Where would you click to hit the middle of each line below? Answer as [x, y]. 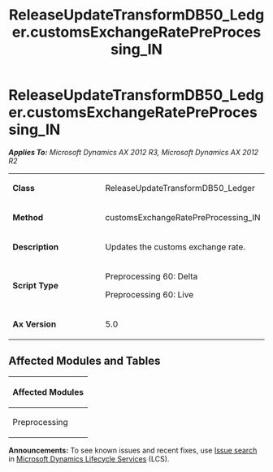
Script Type [35, 285]
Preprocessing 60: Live [149, 294]
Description [36, 247]
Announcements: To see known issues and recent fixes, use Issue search [133, 450]
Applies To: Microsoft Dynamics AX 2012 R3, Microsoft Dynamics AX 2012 [134, 152]
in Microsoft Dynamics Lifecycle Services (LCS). [89, 459]
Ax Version [35, 324]
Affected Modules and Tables [84, 361]
